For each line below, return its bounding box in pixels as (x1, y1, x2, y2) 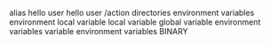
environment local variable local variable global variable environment (9, 17, 261, 27)
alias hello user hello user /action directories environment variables (9, 8, 255, 18)
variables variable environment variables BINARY (9, 26, 188, 36)
